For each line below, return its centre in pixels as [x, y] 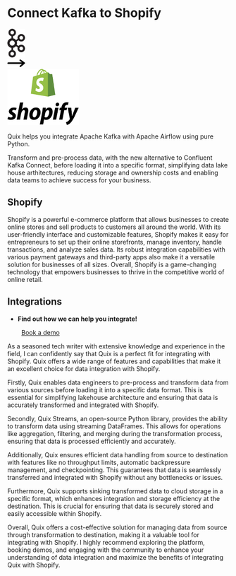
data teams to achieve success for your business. [79, 180]
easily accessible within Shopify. [55, 513]
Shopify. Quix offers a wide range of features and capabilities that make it [114, 361]
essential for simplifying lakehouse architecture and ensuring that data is [113, 397]
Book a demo [40, 332]
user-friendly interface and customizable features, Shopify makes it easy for [118, 234]
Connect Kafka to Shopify [85, 13]
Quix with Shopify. [34, 565]
